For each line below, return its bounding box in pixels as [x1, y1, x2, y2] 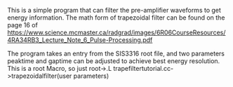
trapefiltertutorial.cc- [113, 65, 174, 72]
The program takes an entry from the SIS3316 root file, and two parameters [7, 49, 225, 58]
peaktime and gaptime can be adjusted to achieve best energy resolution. [7, 57, 220, 65]
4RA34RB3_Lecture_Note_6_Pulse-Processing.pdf [7, 36, 153, 44]
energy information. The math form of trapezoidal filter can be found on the [7, 13, 225, 22]
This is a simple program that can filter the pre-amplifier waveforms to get [7, 6, 221, 14]
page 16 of [7, 21, 39, 29]
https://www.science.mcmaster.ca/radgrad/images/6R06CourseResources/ [7, 28, 226, 36]
